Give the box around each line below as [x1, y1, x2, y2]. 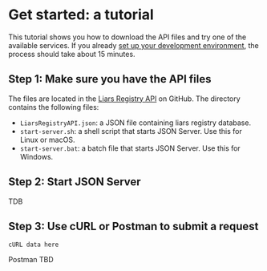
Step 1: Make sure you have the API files [8, 72, 212, 86]
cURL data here [8, 241, 59, 249]
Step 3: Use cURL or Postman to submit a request [8, 219, 259, 233]
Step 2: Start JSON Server [8, 175, 142, 189]
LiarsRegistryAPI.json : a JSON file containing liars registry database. [19, 118, 251, 127]
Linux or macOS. [19, 135, 75, 144]
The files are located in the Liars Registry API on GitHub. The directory [8, 94, 241, 103]
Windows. [19, 152, 54, 161]
